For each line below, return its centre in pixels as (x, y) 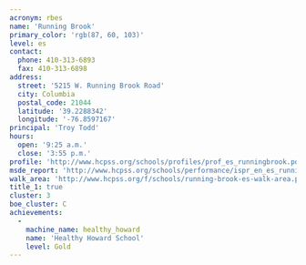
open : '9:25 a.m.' (53, 145)
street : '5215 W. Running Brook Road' (92, 86)
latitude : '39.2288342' (62, 111)
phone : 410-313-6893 (56, 60)
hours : (22, 137)
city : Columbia (46, 94)
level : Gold (48, 247)
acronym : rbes (36, 18)
